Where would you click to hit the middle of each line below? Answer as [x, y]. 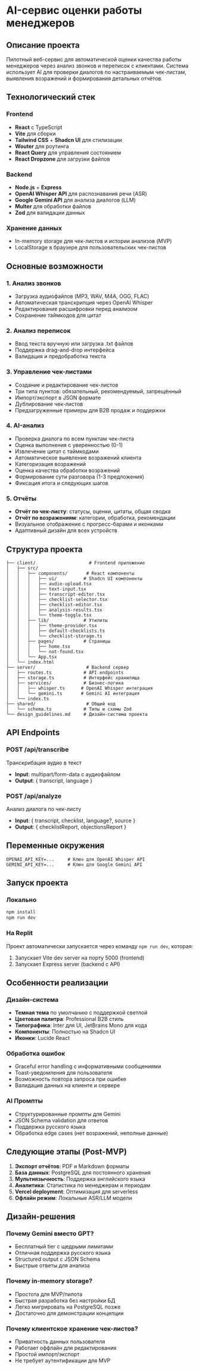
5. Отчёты [21, 498]
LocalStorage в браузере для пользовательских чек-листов [91, 248]
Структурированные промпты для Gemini [68, 1114]
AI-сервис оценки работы [74, 10]
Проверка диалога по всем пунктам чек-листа [74, 439]
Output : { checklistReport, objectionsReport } [71, 826]
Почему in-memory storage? [49, 1281]
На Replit [20, 933]
